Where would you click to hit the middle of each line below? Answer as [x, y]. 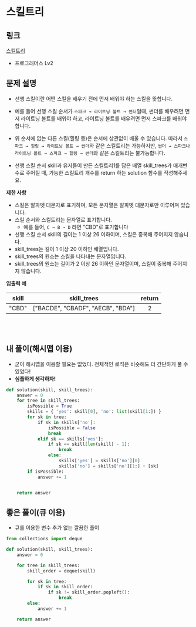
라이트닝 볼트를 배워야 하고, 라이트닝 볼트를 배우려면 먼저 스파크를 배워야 [104, 118]
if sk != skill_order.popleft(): [89, 592]
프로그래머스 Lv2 [34, 63]
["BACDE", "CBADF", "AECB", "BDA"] [84, 308]
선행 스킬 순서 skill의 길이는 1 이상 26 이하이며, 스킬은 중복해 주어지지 [94, 234]
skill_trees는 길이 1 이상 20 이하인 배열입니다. [67, 249]
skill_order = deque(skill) [61, 571]
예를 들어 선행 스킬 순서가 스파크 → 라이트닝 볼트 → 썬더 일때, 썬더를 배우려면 [99, 111]
